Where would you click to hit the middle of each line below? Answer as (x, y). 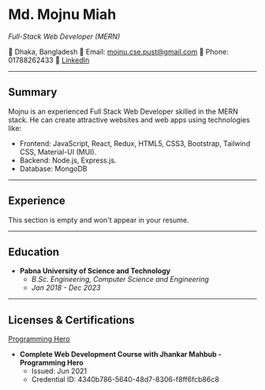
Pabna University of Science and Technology (95, 271)
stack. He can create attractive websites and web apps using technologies (129, 119)
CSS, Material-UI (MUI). (58, 152)
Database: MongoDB (53, 168)
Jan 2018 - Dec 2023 (66, 288)
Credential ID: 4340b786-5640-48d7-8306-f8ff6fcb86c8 (125, 380)
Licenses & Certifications (72, 320)
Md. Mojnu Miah (62, 15)
